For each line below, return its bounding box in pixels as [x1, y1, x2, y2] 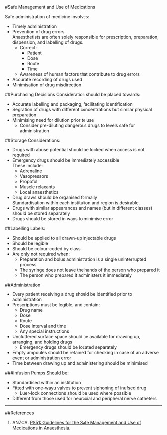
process [19, 262, 37, 267]
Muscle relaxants [19, 184, 55, 190]
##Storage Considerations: [5, 137, 61, 143]
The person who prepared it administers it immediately [19, 272, 132, 278]
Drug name [19, 307, 43, 313]
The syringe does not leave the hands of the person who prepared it [19, 267, 160, 273]
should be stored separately [12, 210, 70, 216]
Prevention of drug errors [12, 29, 65, 34]
